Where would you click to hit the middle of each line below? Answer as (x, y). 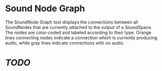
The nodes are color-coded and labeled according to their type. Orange (78, 32)
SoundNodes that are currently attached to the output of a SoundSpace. (79, 27)
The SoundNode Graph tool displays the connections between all (72, 22)
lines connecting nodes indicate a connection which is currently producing (81, 38)
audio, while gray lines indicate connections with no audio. (65, 43)
